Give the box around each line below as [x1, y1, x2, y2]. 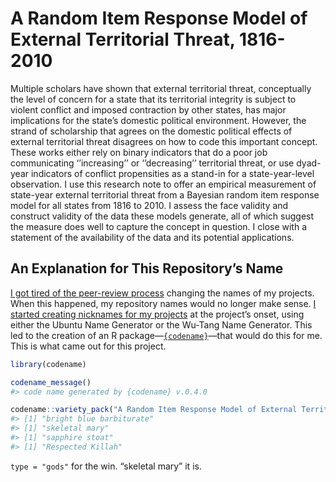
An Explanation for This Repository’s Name [10, 260, 284, 277]
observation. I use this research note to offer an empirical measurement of [10, 178, 317, 190]
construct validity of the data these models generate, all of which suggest [10, 210, 315, 222]
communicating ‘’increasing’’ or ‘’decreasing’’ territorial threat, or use [10, 157, 295, 169]
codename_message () [10, 377, 92, 387]
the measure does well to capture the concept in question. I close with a [10, 220, 308, 232]
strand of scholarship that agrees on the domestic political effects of [10, 125, 293, 137]
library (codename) [10, 359, 87, 369]
